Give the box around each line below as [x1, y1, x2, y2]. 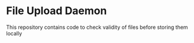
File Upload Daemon [6, 4, 107, 18]
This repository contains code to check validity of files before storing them [6, 24, 188, 31]
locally [6, 29, 22, 37]
